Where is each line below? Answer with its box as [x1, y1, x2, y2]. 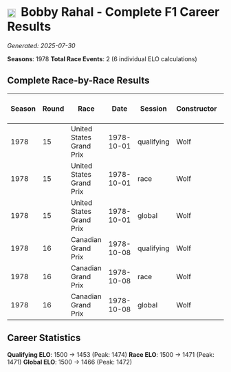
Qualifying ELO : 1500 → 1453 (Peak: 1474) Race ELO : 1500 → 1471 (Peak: [7, 350, 214, 358]
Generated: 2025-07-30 [7, 41, 76, 50]
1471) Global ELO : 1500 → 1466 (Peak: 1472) [7, 358, 133, 366]
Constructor [176, 104, 217, 113]
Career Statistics [7, 332, 81, 344]
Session [140, 104, 167, 113]
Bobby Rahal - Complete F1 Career [20, 4, 220, 20]
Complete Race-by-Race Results [7, 75, 150, 87]
